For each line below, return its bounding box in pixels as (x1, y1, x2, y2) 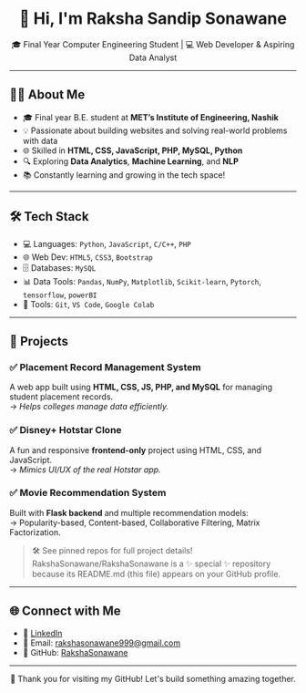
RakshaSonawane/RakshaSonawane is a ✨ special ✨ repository (31, 558, 271, 569)
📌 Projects (9, 333, 69, 349)
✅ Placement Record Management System (9, 360, 202, 373)
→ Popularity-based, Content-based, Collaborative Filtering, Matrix (9, 517, 260, 528)
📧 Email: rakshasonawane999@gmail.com (22, 637, 180, 648)
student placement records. (9, 391, 114, 402)
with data (22, 135, 58, 146)
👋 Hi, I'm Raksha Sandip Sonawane (19, 8, 287, 29)
